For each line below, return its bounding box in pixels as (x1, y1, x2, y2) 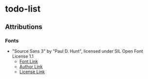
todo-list (5, 3, 41, 15)
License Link (19, 69, 45, 75)
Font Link (19, 58, 38, 64)
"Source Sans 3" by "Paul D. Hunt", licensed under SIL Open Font (12, 48, 143, 54)
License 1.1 (12, 53, 34, 59)
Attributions (5, 23, 43, 31)
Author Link (19, 63, 43, 69)
